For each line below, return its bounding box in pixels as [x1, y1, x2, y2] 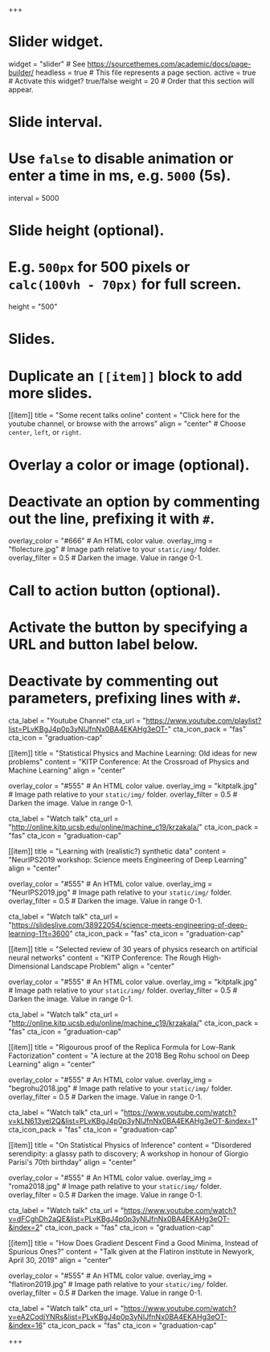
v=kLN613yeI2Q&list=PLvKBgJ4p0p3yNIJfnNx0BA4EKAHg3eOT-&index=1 [8, 1116, 256, 1125]
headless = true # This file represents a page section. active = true [35, 68, 256, 77]
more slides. [8, 383, 92, 402]
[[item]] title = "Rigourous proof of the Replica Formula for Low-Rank [8, 1042, 235, 1051]
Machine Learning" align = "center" [8, 765, 126, 775]
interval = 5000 [8, 194, 59, 203]
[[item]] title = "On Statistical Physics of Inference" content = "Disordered [8, 1140, 252, 1149]
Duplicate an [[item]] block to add [8, 367, 243, 385]
